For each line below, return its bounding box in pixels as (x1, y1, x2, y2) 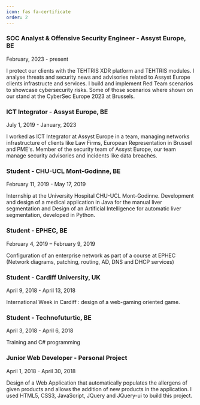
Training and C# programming (6, 339, 81, 346)
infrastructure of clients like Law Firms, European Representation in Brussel (6, 139, 192, 147)
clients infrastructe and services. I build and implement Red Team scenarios (6, 79, 193, 87)
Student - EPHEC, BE (6, 227, 68, 235)
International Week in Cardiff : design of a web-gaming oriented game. (6, 298, 181, 305)
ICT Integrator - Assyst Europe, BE (6, 108, 108, 116)
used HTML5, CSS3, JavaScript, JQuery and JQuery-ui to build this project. (6, 392, 193, 399)
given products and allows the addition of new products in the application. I (6, 385, 192, 392)
